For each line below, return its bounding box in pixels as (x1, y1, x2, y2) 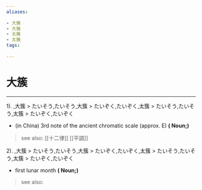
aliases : (6, 8, 28, 15)
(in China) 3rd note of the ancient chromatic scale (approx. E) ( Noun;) (14, 121, 189, 129)
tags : (6, 43, 20, 49)
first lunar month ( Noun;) (14, 167, 79, 174)
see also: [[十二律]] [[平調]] (20, 134, 88, 141)
